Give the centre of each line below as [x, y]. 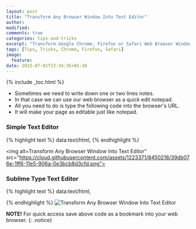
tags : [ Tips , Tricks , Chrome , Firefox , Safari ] [65, 50]
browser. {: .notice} [29, 220]
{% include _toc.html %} [35, 82]
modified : [18, 28]
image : [14, 55]
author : [15, 22]
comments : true [24, 33]
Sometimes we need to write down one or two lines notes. [84, 93]
